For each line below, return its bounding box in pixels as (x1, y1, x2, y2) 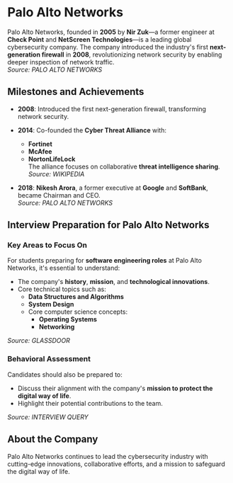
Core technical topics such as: (17, 285, 106, 294)
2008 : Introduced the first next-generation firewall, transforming (17, 104, 207, 113)
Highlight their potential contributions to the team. (17, 399, 163, 407)
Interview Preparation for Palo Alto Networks (7, 219, 210, 231)
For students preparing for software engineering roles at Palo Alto (7, 256, 202, 265)
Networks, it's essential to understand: (7, 263, 120, 273)
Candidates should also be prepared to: (7, 370, 123, 379)
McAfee (28, 147, 52, 156)
